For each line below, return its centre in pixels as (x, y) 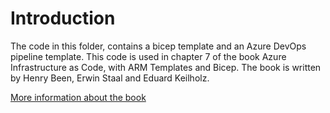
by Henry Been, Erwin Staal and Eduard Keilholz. (110, 78)
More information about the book (78, 97)
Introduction (63, 18)
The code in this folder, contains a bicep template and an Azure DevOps (158, 46)
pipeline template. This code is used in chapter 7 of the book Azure (148, 56)
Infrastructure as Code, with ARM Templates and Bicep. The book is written (166, 67)
